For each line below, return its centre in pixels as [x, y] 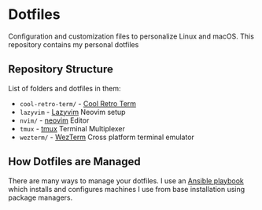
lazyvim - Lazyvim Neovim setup [72, 112]
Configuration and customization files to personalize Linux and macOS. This [131, 36]
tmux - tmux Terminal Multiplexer [72, 128]
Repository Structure [61, 70]
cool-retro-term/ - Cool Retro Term [77, 103]
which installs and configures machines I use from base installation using [127, 189]
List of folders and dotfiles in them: [65, 88]
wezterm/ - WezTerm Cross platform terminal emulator [107, 137]
